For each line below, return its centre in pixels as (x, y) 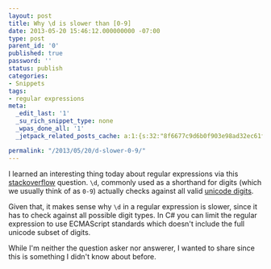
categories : (28, 76)
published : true (35, 53)
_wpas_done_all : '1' (50, 128)
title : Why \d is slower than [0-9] (70, 23)
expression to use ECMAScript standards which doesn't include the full (126, 224)
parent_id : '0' (34, 46)
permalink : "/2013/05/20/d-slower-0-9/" (77, 150)
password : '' (30, 61)
